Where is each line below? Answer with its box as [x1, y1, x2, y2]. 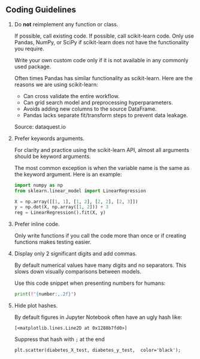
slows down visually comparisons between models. [14, 268, 142, 275]
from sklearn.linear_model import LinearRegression [14, 188, 146, 194]
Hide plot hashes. [14, 302, 58, 309]
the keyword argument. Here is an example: [14, 171, 122, 178]
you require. [14, 45, 44, 52]
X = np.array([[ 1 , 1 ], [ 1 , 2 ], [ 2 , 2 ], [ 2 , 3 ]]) [14, 199, 138, 205]
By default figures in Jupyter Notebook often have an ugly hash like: [14, 314, 183, 321]
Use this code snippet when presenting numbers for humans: [14, 279, 166, 287]
